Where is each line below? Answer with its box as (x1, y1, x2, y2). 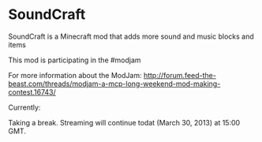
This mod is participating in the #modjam (8, 55, 141, 65)
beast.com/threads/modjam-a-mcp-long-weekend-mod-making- (8, 79, 221, 88)
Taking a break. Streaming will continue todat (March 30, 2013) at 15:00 (8, 118, 241, 127)
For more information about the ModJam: (8, 70, 142, 80)
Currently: (8, 103, 41, 112)
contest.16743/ (8, 87, 57, 96)
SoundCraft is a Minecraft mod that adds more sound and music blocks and (8, 32, 254, 41)
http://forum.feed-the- (143, 70, 217, 80)
